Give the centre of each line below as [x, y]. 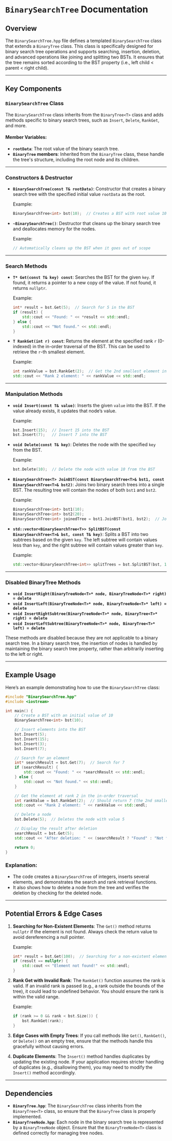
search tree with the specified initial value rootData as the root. [79, 194]
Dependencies [29, 1094]
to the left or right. [24, 654]
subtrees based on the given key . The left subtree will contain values [85, 539]
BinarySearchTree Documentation [77, 9]
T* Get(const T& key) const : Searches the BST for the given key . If [83, 277]
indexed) [22, 347]
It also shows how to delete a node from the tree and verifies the [81, 887]
